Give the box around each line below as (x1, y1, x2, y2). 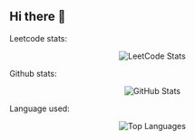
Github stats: (9, 68, 57, 79)
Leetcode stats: (9, 33, 68, 43)
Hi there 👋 (9, 9, 66, 24)
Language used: (9, 103, 70, 114)
